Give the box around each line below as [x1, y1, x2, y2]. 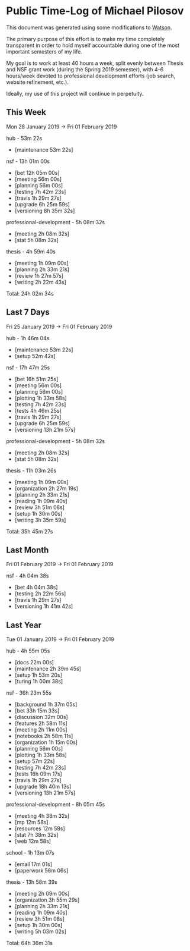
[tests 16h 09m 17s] [14, 770, 62, 777]
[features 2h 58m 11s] [14, 720, 68, 727]
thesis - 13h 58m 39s [6, 878, 57, 886]
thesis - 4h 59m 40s [6, 248, 56, 255]
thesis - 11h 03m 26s [6, 467, 57, 474]
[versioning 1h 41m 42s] [14, 602, 73, 610]
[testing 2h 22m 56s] [14, 590, 66, 597]
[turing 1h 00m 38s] [14, 678, 63, 685]
